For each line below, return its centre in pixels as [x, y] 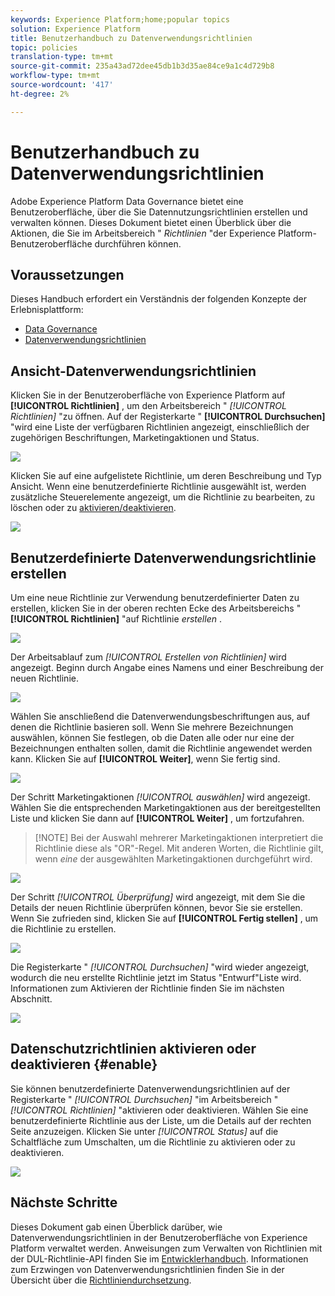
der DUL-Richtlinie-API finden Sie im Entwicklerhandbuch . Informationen [159, 1258]
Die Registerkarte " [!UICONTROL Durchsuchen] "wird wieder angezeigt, [160, 967]
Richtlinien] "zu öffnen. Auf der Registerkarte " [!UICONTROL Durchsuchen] [168, 417]
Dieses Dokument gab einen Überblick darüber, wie [116, 1227]
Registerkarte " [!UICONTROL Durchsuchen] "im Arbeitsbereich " [144, 1099]
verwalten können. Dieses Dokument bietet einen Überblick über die [151, 222]
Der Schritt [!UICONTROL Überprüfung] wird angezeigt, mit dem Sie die [158, 897]
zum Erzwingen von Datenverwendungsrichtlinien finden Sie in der [147, 1269]
